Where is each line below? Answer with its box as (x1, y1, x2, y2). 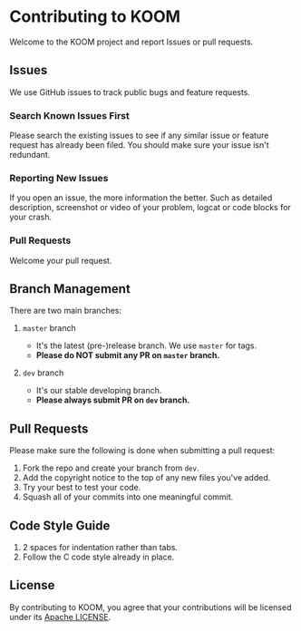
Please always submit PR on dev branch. (35, 394, 190, 405)
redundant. (9, 150, 51, 160)
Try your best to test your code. (22, 482, 141, 493)
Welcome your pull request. (9, 255, 112, 266)
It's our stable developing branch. (35, 385, 162, 396)
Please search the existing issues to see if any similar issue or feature (9, 130, 269, 141)
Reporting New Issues (9, 171, 109, 184)
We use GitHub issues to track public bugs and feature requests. (9, 86, 251, 97)
